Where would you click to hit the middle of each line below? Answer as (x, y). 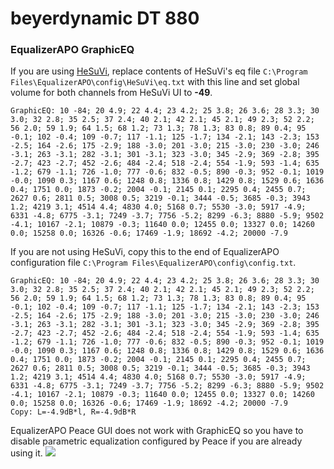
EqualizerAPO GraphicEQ (72, 50)
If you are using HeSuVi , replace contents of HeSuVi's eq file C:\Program (159, 71)
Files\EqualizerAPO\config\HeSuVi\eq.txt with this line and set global (155, 82)
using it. (26, 453)
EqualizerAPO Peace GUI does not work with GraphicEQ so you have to (157, 431)
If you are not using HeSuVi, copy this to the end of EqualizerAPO (145, 252)
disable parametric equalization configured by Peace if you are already (156, 441)
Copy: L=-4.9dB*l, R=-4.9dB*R (73, 412)
